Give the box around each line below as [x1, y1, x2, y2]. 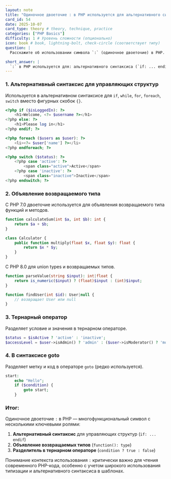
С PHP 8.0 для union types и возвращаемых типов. [5, 264, 116, 270]
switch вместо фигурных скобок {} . [5, 98, 82, 104]
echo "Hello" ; [14, 378, 44, 383]
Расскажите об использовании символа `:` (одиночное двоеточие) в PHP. [10, 50, 165, 55]
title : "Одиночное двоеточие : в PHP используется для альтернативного [5, 12, 160, 17]
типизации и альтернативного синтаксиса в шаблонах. [5, 468, 125, 474]
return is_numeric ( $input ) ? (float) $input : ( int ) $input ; [14, 278, 142, 283]
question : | [5, 45, 31, 50]
